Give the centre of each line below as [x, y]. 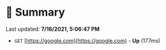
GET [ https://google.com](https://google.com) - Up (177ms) [87, 40]
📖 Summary [35, 12]
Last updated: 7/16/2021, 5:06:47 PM [53, 29]
